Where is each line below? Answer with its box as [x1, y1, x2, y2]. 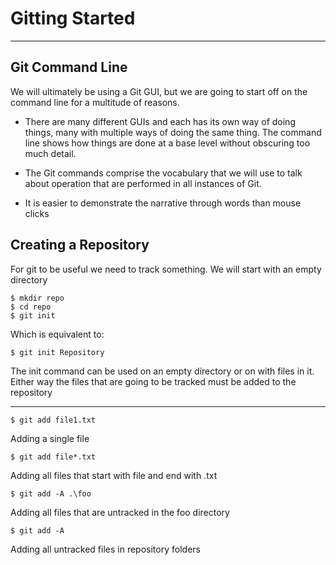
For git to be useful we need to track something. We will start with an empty [10, 263, 322, 275]
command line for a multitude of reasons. [10, 96, 180, 108]
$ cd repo [10, 302, 52, 312]
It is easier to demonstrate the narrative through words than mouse [24, 197, 302, 209]
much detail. [24, 147, 77, 159]
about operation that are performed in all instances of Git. [24, 177, 262, 189]
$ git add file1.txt [10, 415, 97, 425]
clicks [24, 207, 50, 219]
